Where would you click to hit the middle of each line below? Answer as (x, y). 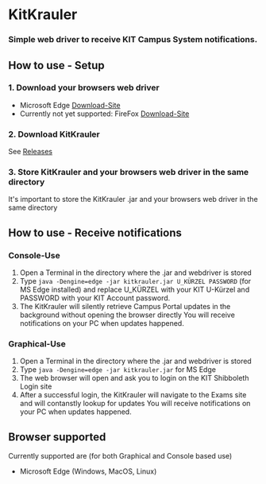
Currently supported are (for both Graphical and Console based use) (120, 456)
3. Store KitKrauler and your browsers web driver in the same (129, 172)
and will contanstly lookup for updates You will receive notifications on (135, 404)
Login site (36, 386)
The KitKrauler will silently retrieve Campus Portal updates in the (125, 307)
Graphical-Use (37, 344)
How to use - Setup (56, 65)
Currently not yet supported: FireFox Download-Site (104, 114)
